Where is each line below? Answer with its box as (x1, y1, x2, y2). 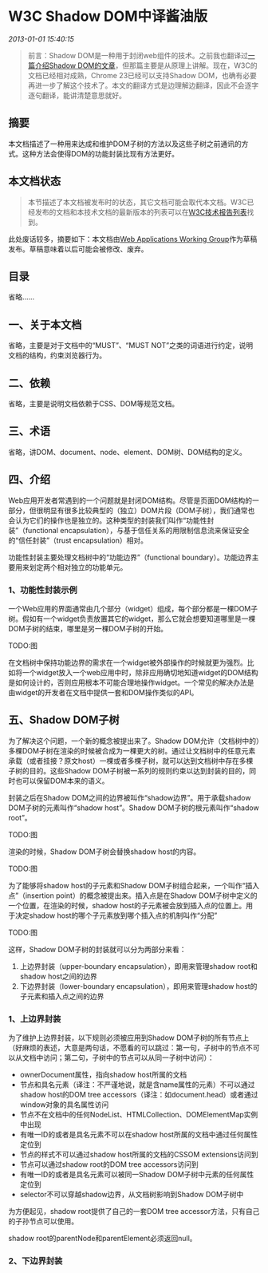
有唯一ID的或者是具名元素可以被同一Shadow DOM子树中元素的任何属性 (19, 1170, 254, 1180)
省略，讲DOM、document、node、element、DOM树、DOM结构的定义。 (8, 447, 247, 457)
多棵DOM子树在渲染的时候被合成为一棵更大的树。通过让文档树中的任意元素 (8, 745, 256, 755)
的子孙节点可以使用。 (8, 1216, 78, 1226)
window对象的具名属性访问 (19, 1100, 109, 1109)
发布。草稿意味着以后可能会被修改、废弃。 (8, 244, 148, 254)
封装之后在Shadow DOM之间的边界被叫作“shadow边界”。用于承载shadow (8, 793, 251, 802)
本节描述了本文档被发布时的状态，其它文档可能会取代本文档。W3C (27, 197, 247, 207)
